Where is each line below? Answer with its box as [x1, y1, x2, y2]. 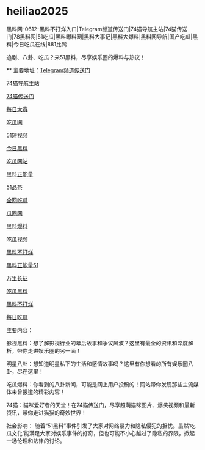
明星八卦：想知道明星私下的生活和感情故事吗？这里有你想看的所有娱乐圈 [6, 360, 188, 367]
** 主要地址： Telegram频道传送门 [6, 66, 90, 74]
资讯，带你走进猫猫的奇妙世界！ [6, 408, 87, 416]
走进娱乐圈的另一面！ [27, 347, 81, 354]
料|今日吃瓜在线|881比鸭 [6, 40, 67, 48]
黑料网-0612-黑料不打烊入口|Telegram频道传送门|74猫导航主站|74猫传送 [6, 25, 188, 32]
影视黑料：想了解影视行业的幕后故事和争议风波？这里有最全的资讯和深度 [6, 339, 188, 347]
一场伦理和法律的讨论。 [6, 437, 65, 444]
